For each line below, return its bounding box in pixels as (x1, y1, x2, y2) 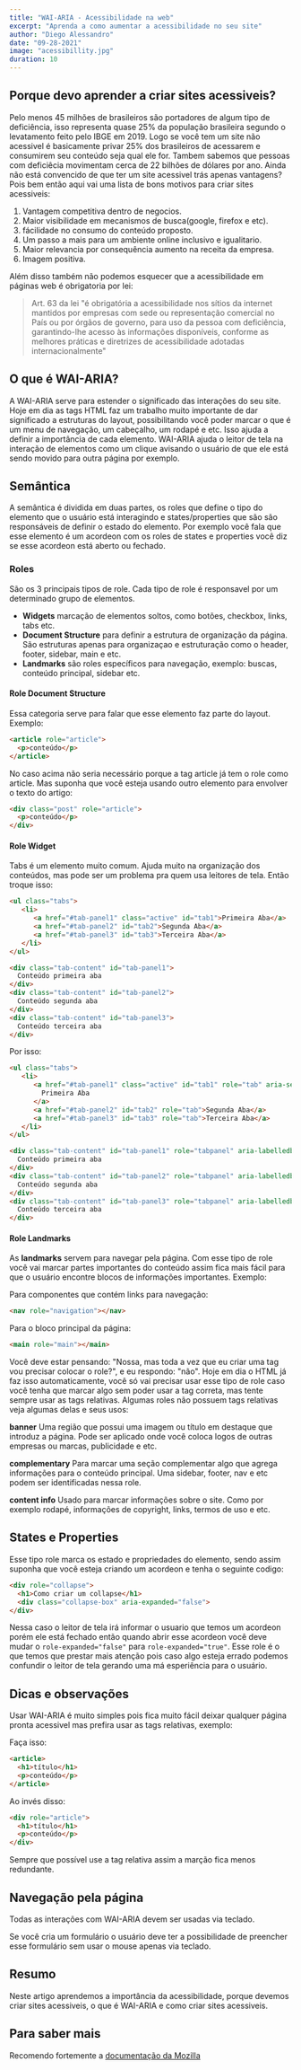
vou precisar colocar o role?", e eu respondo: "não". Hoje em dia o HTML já (9, 1366, 287, 1377)
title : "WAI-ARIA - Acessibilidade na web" (9, 13, 175, 22)
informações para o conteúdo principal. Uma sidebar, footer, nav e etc (9, 1467, 269, 1478)
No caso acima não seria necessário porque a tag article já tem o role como (9, 768, 288, 779)
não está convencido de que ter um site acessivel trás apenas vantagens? (9, 169, 282, 180)
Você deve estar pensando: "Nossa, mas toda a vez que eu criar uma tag (9, 1357, 279, 1368)
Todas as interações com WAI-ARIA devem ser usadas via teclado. (9, 1914, 255, 1925)
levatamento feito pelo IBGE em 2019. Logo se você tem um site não (9, 131, 261, 142)
